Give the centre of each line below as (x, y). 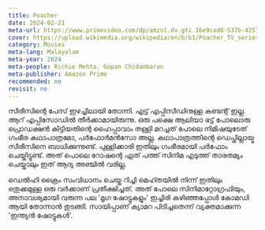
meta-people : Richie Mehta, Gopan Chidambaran (86, 67)
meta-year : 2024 (35, 60)
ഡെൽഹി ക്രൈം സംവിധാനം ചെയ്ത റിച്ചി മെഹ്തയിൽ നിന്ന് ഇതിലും (116, 180)
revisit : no (28, 89)
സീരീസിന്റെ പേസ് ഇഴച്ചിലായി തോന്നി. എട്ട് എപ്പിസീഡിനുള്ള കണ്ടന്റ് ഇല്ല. (127, 111)
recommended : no (35, 81)
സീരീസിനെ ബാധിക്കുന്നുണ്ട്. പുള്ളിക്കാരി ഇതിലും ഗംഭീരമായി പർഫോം (118, 147)
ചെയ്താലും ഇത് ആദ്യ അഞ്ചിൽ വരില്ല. (67, 164)
